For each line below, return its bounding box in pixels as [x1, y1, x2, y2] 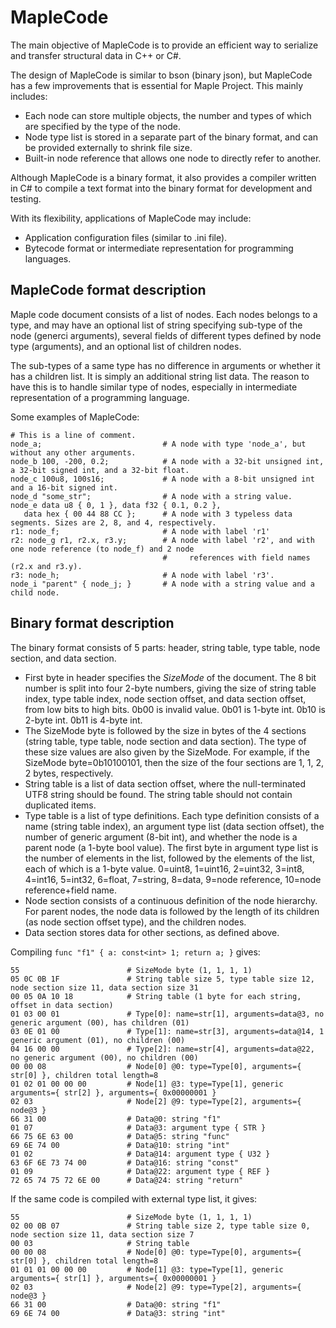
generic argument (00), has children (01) [10, 1017, 190, 1028]
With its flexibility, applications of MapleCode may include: [10, 212, 252, 224]
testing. [10, 192, 42, 205]
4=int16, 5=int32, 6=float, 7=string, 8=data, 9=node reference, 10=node [24, 873, 322, 885]
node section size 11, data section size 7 [10, 1229, 195, 1240]
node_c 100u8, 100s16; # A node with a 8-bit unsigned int [10, 474, 315, 484]
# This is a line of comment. [10, 430, 137, 440]
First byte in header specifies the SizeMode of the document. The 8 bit [24, 671, 317, 683]
